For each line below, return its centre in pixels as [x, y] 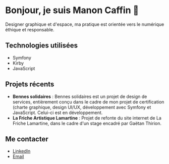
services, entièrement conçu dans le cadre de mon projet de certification [88, 102]
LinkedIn [21, 151]
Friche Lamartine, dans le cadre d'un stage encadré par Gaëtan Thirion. [87, 123]
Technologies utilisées [42, 46]
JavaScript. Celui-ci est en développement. [58, 113]
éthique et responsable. [30, 29]
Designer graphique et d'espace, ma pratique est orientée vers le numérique [85, 24]
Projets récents [30, 85]
